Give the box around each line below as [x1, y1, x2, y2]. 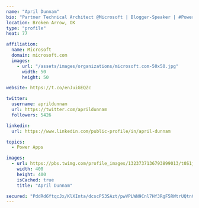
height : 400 [17, 171, 46, 177]
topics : [6, 139, 25, 145]
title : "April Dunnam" [17, 183, 73, 188]
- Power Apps [11, 144, 44, 151]
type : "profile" [6, 25, 46, 31]
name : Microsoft [11, 47, 52, 53]
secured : [6, 193, 28, 199]
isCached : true [17, 177, 54, 183]
